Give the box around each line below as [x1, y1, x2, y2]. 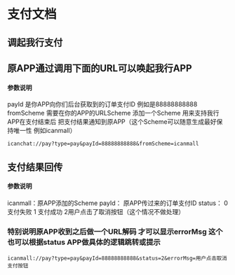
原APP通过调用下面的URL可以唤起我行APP [7, 62, 192, 74]
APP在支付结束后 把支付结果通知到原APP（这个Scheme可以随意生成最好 [7, 118, 217, 126]
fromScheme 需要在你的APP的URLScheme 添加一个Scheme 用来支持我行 [7, 109, 220, 118]
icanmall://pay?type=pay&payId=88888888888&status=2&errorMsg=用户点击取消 [7, 255, 227, 262]
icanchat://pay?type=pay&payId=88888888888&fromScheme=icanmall [7, 141, 199, 148]
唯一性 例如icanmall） [13, 127, 76, 135]
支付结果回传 [7, 161, 63, 173]
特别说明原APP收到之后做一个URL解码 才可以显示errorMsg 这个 [7, 227, 223, 237]
